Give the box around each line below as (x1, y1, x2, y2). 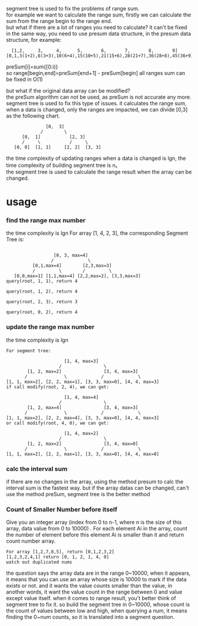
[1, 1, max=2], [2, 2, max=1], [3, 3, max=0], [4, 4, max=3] (6, 379, 160, 385)
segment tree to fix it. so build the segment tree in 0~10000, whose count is (6, 601, 190, 608)
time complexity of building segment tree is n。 (6, 162, 121, 169)
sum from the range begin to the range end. (6, 18, 113, 24)
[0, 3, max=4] (53, 253, 88, 258)
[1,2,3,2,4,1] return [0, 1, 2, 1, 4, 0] (6, 554, 110, 560)
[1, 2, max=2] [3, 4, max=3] (27, 368, 138, 374)
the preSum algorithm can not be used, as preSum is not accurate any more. (6, 94, 192, 100)
